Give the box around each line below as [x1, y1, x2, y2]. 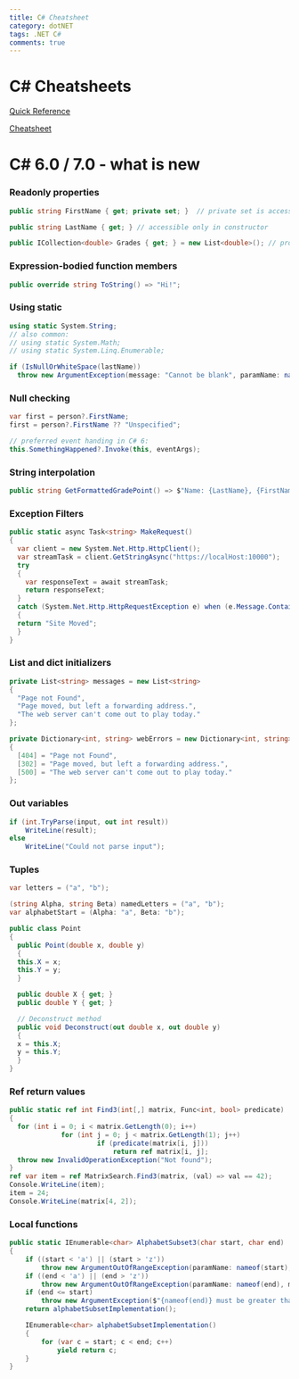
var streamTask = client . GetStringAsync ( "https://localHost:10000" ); [17, 552, 280, 561]
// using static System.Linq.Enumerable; [9, 346, 166, 355]
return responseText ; [25, 586, 105, 594]
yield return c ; [56, 1345, 117, 1355]
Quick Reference [9, 106, 71, 117]
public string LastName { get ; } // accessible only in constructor [9, 222, 269, 232]
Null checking [9, 392, 71, 404]
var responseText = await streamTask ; [25, 577, 169, 586]
